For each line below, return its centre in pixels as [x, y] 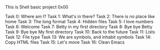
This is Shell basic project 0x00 [37, 7]
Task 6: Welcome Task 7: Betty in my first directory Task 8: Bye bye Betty [79, 27]
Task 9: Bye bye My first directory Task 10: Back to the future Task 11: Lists [80, 32]
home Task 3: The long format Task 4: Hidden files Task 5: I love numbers [79, 22]
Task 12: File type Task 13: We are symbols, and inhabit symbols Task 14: [78, 37]
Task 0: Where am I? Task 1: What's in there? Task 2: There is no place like [80, 16]
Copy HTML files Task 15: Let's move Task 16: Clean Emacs [65, 42]
